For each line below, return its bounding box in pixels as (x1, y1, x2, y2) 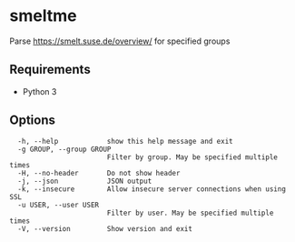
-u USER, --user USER (17, 200, 100, 209)
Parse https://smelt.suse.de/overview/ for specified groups (9, 35, 231, 46)
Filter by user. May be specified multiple (106, 208, 274, 217)
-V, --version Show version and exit (17, 224, 193, 233)
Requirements (9, 62, 91, 77)
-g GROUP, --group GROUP (17, 145, 112, 154)
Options (9, 113, 56, 128)
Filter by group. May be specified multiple (106, 152, 279, 162)
